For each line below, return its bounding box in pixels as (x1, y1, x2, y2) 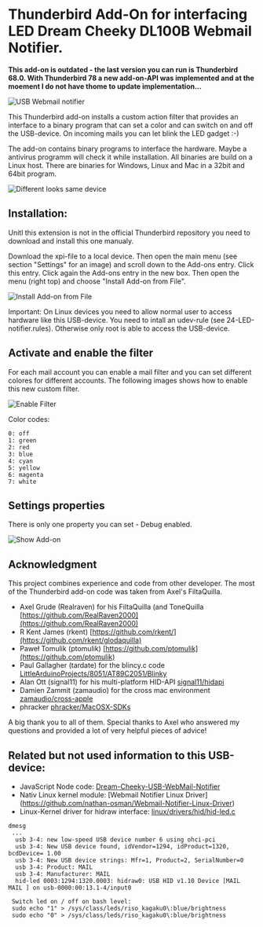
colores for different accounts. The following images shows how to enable (8, 376, 248, 385)
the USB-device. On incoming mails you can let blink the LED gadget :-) (8, 128, 239, 138)
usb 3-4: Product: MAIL (15, 863, 93, 871)
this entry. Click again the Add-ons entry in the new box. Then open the (8, 268, 239, 277)
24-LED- (226, 315, 255, 324)
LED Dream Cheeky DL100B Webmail (8, 22, 253, 40)
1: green (8, 436, 37, 445)
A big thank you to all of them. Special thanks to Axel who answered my (8, 717, 240, 727)
